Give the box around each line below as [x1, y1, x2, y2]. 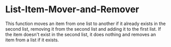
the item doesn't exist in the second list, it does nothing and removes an [5, 31, 156, 37]
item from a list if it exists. [5, 37, 60, 43]
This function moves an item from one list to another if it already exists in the [5, 20, 166, 27]
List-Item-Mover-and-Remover [5, 4, 139, 15]
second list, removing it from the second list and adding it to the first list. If [5, 26, 161, 32]
